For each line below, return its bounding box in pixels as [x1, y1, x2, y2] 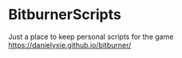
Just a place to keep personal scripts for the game [8, 32, 174, 41]
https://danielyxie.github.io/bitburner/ [8, 40, 132, 49]
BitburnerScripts [8, 6, 121, 24]
